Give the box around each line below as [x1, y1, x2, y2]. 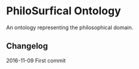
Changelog [6, 41, 48, 51]
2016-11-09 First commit [6, 57, 66, 64]
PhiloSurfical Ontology [6, 4, 121, 18]
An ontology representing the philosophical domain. [6, 24, 134, 31]
